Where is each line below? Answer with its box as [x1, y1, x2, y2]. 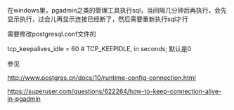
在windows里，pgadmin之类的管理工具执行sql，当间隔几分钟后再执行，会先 [7, 6, 227, 14]
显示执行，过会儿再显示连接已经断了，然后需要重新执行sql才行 [7, 15, 188, 23]
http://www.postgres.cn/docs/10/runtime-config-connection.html [7, 74, 196, 82]
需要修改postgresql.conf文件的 [7, 30, 96, 38]
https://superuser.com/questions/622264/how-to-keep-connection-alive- [7, 87, 222, 95]
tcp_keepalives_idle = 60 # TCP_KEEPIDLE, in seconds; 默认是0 [7, 45, 192, 53]
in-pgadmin [7, 95, 41, 103]
